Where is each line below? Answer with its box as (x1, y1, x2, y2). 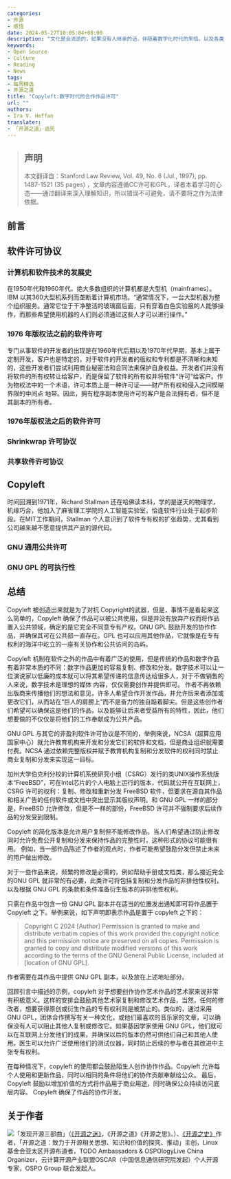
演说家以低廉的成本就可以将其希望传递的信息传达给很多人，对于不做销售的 (12, 671, 224, 680)
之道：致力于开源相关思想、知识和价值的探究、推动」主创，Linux (34, 1138, 219, 1146)
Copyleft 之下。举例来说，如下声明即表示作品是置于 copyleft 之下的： (7, 908, 204, 916)
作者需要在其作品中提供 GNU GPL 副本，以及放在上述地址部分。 (7, 973, 188, 981)
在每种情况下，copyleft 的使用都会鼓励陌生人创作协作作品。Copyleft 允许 (7, 1062, 214, 1070)
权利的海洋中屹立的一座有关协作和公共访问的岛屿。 (7, 640, 152, 648)
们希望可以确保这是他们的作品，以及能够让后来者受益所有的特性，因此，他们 (7, 706, 224, 714)
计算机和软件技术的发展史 (7, 268, 92, 277)
